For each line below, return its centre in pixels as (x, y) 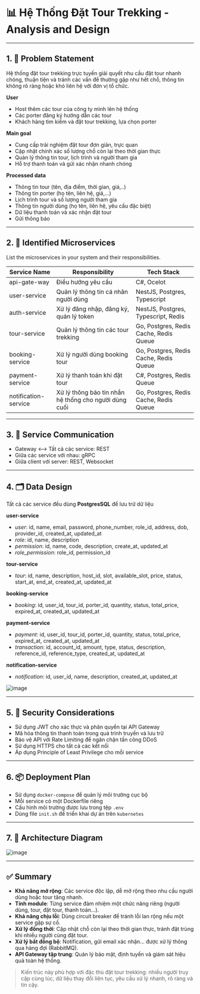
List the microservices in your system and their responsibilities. (83, 257)
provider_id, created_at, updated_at (58, 534)
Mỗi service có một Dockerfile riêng (59, 801)
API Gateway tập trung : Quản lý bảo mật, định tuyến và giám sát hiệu (100, 954)
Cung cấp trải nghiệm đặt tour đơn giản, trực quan (76, 144)
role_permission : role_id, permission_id (62, 553)
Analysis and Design (58, 30)
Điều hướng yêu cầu (84, 282)
